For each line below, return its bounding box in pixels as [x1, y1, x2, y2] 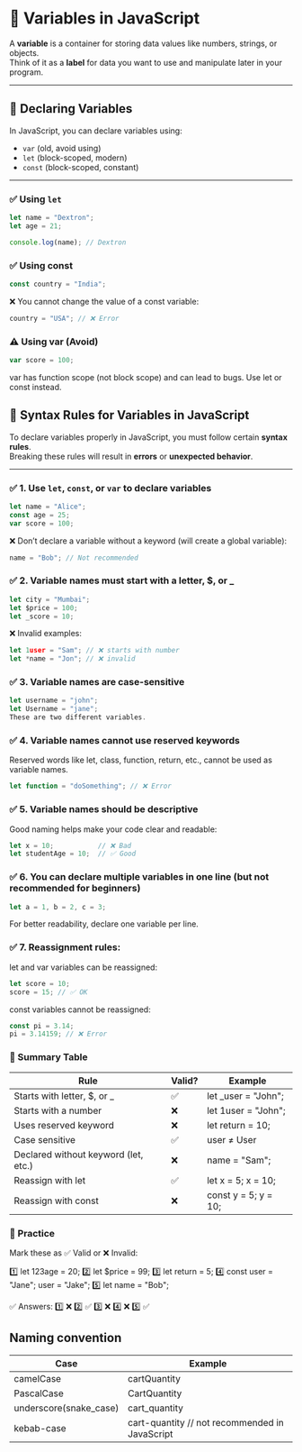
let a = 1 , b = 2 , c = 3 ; [9, 902, 106, 911]
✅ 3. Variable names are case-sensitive [9, 676, 185, 689]
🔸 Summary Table [9, 1051, 88, 1064]
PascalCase [13, 1387, 65, 1400]
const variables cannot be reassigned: [9, 1004, 151, 1015]
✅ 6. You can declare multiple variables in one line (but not [9, 871, 270, 883]
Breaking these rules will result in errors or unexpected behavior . [9, 451, 253, 461]
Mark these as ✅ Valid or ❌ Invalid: [9, 1247, 138, 1258]
